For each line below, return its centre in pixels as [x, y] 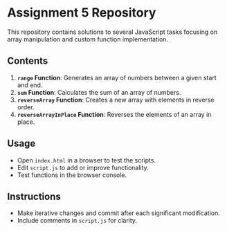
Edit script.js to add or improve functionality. [83, 167]
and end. [30, 85]
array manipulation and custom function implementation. [88, 39]
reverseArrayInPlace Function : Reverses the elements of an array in [114, 114]
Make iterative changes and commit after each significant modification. [118, 213]
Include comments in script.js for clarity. [77, 221]
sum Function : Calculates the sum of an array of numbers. [99, 92]
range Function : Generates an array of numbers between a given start [117, 77]
